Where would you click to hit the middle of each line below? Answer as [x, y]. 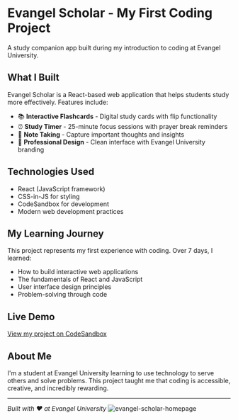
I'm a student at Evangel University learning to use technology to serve [111, 373]
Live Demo [31, 317]
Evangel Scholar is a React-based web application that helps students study [118, 94]
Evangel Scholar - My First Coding [110, 13]
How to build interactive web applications [78, 272]
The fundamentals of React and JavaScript [80, 279]
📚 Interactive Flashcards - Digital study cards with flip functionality [117, 116]
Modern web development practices [70, 211]
